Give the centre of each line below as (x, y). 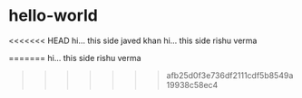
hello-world (54, 16)
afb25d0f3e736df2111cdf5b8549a (230, 75)
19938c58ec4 (192, 85)
